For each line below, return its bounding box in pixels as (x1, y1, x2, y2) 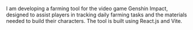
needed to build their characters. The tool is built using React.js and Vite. (6, 18, 182, 24)
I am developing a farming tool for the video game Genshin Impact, (6, 5, 168, 12)
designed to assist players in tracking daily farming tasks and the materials (6, 11, 187, 18)
